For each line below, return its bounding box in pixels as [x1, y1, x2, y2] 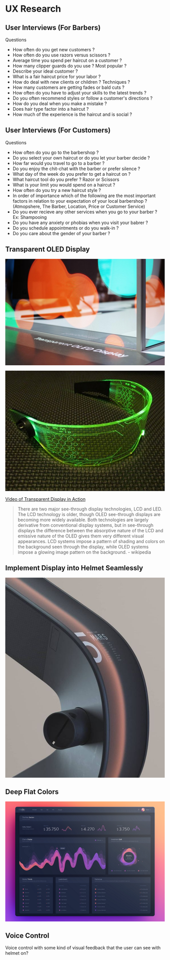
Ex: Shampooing [12, 214, 47, 220]
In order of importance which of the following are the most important [12, 193, 156, 199]
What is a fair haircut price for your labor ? [12, 74, 101, 79]
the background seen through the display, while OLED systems [17, 543, 149, 550]
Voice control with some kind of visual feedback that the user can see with [5, 945, 161, 951]
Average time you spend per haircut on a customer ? [12, 57, 122, 63]
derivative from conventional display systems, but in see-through [17, 522, 153, 528]
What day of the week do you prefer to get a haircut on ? [12, 171, 131, 177]
